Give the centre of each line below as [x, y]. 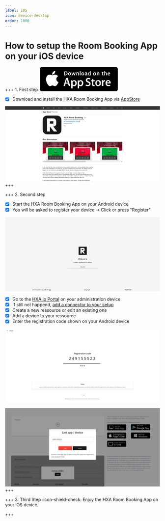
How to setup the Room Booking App [82, 45]
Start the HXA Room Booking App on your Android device [70, 204]
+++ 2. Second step [25, 194]
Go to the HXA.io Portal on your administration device [66, 299]
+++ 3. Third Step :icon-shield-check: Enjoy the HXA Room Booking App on [82, 500]
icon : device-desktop [27, 15]
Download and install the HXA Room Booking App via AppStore [76, 99]
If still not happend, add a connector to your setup [63, 305]
